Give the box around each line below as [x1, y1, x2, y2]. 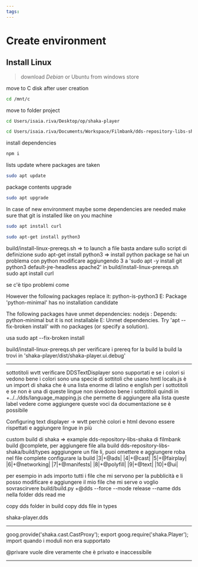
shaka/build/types [6, 448, 50, 455]
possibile [6, 407, 28, 414]
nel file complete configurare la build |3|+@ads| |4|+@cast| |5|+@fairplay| [6, 454, 187, 461]
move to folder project [6, 107, 60, 114]
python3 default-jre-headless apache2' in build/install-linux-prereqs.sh [6, 263, 179, 270]
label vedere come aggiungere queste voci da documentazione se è [6, 400, 171, 407]
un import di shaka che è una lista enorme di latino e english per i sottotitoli [6, 381, 189, 388]
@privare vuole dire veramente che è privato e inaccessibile [6, 548, 152, 555]
